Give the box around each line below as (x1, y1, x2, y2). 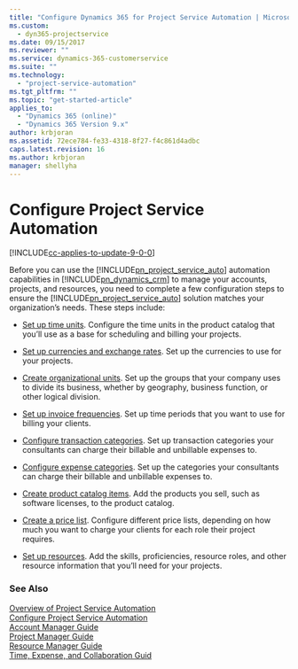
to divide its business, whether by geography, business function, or (21, 382, 269, 393)
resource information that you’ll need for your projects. (21, 560, 223, 572)
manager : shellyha (9, 161, 77, 170)
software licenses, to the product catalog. (21, 498, 175, 509)
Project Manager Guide (9, 631, 94, 642)
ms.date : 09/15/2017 (9, 37, 86, 47)
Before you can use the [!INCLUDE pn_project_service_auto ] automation (9, 265, 271, 276)
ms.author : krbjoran (9, 152, 86, 162)
